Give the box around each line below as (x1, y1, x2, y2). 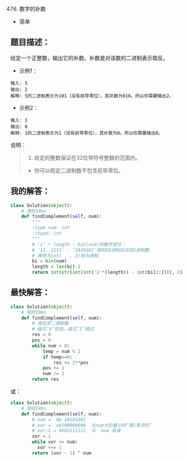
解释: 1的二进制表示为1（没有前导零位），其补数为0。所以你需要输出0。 (10, 130, 163, 136)
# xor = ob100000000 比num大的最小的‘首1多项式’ (32, 422, 153, 428)
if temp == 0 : (42, 354, 73, 360)
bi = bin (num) (32, 258, 67, 264)
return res (32, 376, 59, 382)
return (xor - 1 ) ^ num (32, 450, 91, 456)
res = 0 (32, 332, 51, 338)
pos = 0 (32, 337, 51, 343)
